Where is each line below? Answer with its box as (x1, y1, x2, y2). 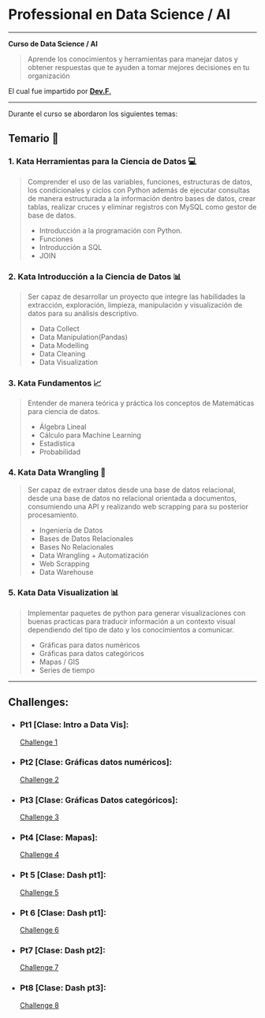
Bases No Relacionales (39, 542, 114, 551)
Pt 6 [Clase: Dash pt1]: (19, 907, 106, 918)
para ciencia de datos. (27, 407, 100, 416)
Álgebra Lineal (39, 422, 87, 431)
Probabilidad (39, 447, 81, 457)
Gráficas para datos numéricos (39, 640, 140, 650)
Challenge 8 (19, 1000, 59, 1010)
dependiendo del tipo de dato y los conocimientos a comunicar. (27, 625, 235, 634)
